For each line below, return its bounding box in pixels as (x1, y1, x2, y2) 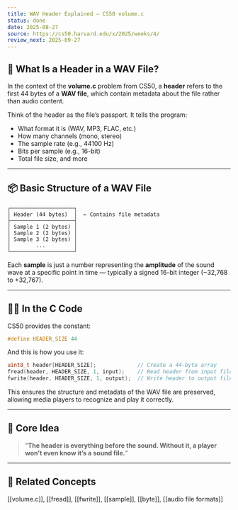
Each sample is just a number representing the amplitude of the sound (7, 260, 215, 269)
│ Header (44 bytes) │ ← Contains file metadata (7, 210, 160, 218)
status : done (7, 17, 46, 24)
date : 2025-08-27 (7, 23, 59, 30)
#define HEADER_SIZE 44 (7, 335, 78, 342)
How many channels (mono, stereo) (17, 132, 123, 140)
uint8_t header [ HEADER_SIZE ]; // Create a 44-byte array (7, 362, 217, 369)
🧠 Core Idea (7, 422, 59, 434)
